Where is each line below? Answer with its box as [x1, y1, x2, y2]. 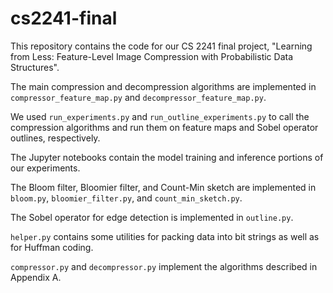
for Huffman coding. [10, 241, 94, 253]
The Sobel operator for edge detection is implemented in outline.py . [10, 211, 294, 223]
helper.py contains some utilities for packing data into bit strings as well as [10, 230, 320, 242]
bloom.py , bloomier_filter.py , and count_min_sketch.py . [10, 192, 243, 204]
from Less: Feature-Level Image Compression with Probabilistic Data [10, 50, 294, 62]
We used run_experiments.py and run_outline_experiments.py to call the [10, 110, 310, 122]
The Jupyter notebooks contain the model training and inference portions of [10, 151, 324, 163]
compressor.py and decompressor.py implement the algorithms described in [10, 260, 318, 272]
